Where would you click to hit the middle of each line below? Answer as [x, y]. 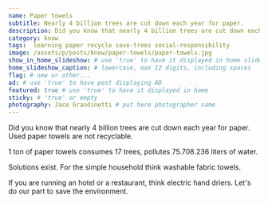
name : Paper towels [41, 16]
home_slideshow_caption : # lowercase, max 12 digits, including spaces [130, 68]
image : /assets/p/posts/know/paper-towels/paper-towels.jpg [110, 53]
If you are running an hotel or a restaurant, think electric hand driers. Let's [130, 183]
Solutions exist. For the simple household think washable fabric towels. [125, 167]
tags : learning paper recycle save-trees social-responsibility [119, 46]
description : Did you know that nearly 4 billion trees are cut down [126, 30]
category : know [33, 38]
